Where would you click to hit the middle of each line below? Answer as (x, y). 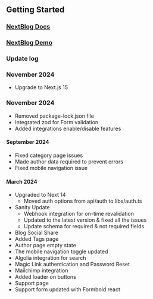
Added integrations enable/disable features (68, 128)
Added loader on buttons (45, 277)
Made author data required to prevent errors (69, 161)
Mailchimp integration (41, 270)
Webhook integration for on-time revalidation (79, 214)
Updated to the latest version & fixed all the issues (85, 220)
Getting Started (35, 10)
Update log (22, 59)
